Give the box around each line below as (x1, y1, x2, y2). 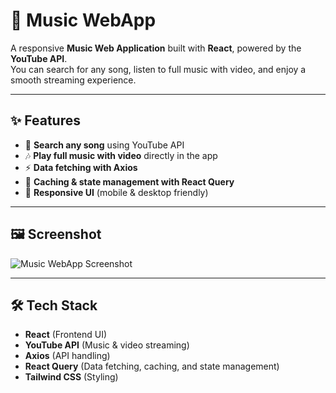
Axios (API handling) (24, 350, 111, 362)
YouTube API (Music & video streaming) (24, 339, 190, 351)
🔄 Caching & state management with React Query (24, 175, 235, 188)
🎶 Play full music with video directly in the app (24, 149, 218, 161)
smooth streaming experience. (10, 74, 137, 86)
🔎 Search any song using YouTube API (24, 139, 185, 151)
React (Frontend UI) (24, 329, 108, 341)
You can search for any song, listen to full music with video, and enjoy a (10, 63, 307, 75)
